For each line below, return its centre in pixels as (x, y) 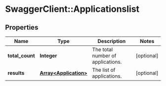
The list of (104, 70)
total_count (21, 56)
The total (103, 49)
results (16, 73)
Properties (22, 27)
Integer (48, 56)
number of (104, 56)
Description (112, 41)
